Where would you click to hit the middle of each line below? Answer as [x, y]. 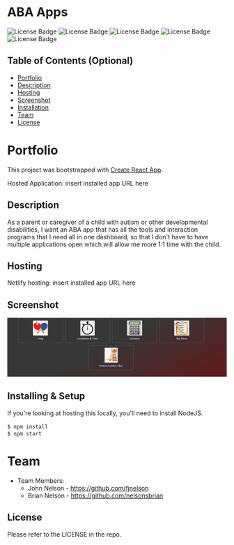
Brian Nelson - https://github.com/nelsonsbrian [95, 495]
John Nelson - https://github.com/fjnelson [88, 488]
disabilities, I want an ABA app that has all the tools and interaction [103, 229]
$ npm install [28, 426]
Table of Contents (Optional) [70, 61]
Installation [33, 107]
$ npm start [24, 433]
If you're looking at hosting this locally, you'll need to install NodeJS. [105, 413]
